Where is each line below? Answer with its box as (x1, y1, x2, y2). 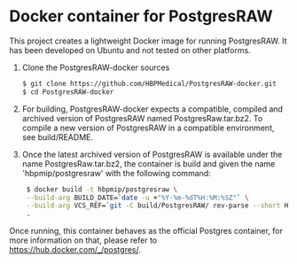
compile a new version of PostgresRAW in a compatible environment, (21, 122, 275, 133)
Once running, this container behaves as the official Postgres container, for (9, 226, 284, 237)
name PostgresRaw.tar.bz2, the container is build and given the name (21, 158, 276, 169)
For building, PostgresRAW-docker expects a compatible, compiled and (21, 104, 284, 114)
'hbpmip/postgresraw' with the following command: (21, 167, 211, 178)
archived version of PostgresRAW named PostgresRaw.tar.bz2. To (21, 113, 263, 123)
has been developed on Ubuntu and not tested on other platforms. (9, 44, 251, 55)
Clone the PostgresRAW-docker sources (21, 62, 170, 73)
